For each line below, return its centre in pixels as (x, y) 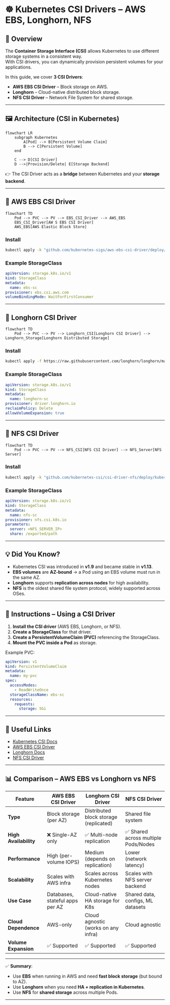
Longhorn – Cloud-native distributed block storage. (66, 92)
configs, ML (139, 901)
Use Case (20, 901)
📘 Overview (24, 39)
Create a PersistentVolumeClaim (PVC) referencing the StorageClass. (86, 637)
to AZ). (20, 981)
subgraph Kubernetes (36, 137)
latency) (135, 865)
